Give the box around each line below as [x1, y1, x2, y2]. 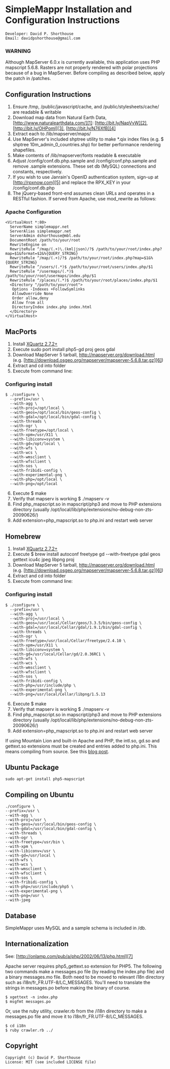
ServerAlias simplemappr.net [10, 229, 72, 234]
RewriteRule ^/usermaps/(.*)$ [10, 269, 74, 274]
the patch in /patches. [5, 75, 51, 82]
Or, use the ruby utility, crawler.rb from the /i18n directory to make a [5, 1008, 147, 1014]
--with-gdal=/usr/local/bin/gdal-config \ [5, 826, 96, 832]
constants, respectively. [12, 169, 63, 175]
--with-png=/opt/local [10, 482, 58, 487]
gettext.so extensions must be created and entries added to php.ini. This [5, 743, 157, 749]
